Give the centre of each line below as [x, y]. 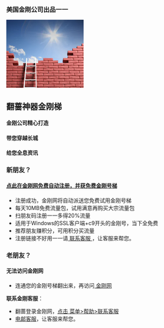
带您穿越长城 [22, 138]
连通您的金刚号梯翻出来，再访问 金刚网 [63, 285]
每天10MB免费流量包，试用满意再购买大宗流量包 [75, 208]
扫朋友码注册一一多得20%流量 [52, 215]
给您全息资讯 [22, 153]
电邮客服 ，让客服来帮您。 [47, 318]
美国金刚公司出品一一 [37, 9]
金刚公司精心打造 [27, 123]
